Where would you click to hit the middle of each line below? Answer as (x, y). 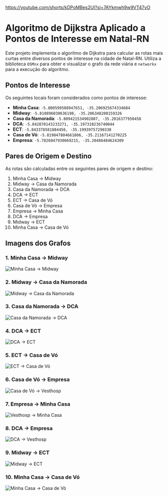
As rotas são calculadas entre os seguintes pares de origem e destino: (79, 169)
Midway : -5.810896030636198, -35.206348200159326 (67, 113)
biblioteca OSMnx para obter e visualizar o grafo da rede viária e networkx (81, 64)
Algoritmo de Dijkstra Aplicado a (75, 28)
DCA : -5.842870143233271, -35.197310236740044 (64, 124)
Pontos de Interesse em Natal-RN (77, 39)
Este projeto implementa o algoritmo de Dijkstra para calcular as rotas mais (84, 53)
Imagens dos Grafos (38, 243)
